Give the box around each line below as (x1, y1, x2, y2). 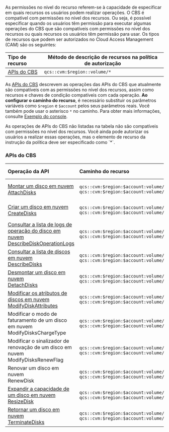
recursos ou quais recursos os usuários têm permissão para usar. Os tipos (5, 31, 159, 37)
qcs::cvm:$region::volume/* (44, 69, 112, 75)
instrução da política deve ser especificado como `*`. (5, 139, 115, 145)
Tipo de (8, 54, 27, 60)
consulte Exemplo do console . (5, 113, 68, 119)
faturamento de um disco (8, 317, 67, 324)
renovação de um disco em (8, 344, 72, 351)
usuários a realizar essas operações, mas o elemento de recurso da (5, 134, 146, 140)
